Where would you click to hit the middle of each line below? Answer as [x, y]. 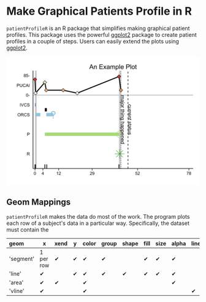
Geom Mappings [39, 202]
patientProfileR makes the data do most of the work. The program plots [98, 217]
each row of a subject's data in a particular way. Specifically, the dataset [98, 223]
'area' [16, 282]
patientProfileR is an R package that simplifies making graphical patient [98, 28]
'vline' [17, 291]
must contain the [28, 230]
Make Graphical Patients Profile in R [99, 11]
